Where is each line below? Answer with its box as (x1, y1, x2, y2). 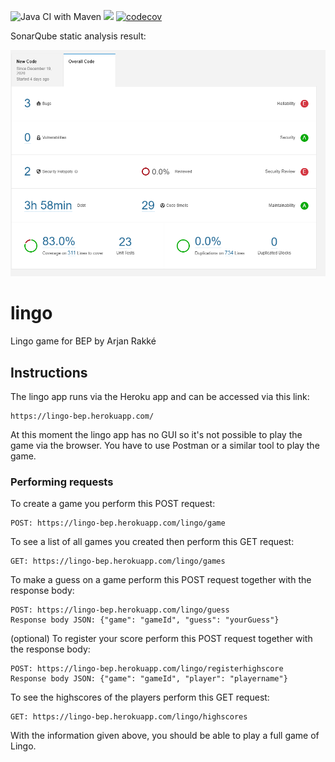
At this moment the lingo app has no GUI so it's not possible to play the (10, 428, 303, 440)
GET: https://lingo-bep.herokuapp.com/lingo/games (10, 556, 226, 567)
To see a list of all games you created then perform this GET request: (10, 536, 295, 548)
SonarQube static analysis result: (10, 30, 147, 42)
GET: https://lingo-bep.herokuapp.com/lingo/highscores (10, 712, 248, 722)
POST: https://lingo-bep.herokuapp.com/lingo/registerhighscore (10, 664, 284, 674)
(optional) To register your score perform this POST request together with (10, 633, 313, 645)
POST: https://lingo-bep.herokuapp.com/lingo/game (10, 518, 226, 529)
